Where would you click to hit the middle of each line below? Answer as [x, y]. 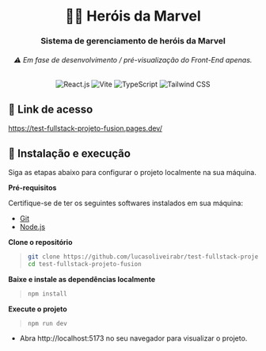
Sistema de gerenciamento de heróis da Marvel [133, 41]
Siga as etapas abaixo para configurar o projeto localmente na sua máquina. [133, 172]
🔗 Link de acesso [51, 109]
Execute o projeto [38, 309]
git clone [44, 257]
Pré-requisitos [32, 187]
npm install [47, 294]
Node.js [32, 227]
